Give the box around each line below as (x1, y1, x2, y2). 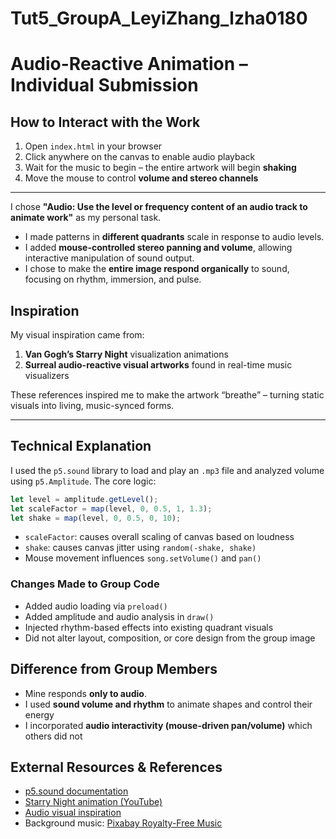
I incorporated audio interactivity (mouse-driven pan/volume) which (24, 719, 313, 731)
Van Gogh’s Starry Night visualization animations (24, 348, 229, 360)
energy (24, 708, 55, 721)
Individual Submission (10, 74, 199, 97)
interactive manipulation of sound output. (24, 252, 195, 264)
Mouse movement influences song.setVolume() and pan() (24, 552, 262, 564)
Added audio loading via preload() (24, 600, 168, 612)
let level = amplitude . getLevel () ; (10, 494, 159, 504)
